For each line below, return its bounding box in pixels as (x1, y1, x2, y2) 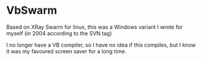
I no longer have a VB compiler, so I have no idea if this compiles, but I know (6, 41, 196, 48)
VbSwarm (6, 4, 57, 17)
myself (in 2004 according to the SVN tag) (6, 29, 112, 36)
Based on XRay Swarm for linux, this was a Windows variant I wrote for (6, 23, 183, 30)
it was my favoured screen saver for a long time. (6, 47, 127, 54)
